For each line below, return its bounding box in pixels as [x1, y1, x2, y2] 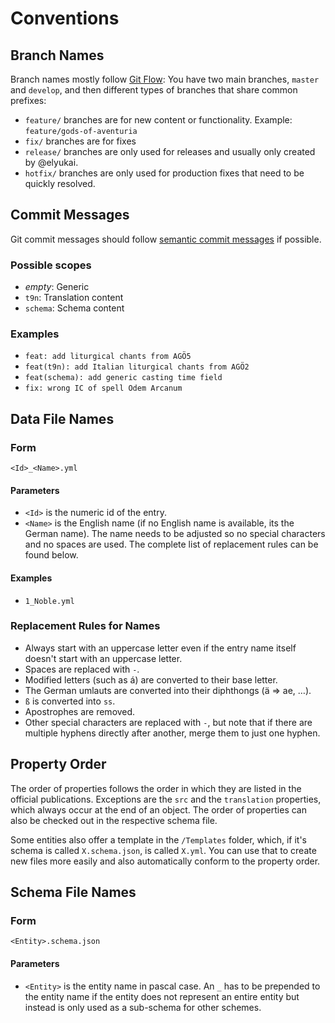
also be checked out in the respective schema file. [10, 814, 218, 826]
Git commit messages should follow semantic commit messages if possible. [10, 233, 322, 245]
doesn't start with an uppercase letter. [24, 652, 183, 664]
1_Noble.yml [24, 596, 75, 606]
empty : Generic [24, 281, 90, 293]
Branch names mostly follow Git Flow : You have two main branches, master [10, 73, 320, 85]
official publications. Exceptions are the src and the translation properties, [10, 793, 322, 805]
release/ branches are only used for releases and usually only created [24, 146, 316, 157]
